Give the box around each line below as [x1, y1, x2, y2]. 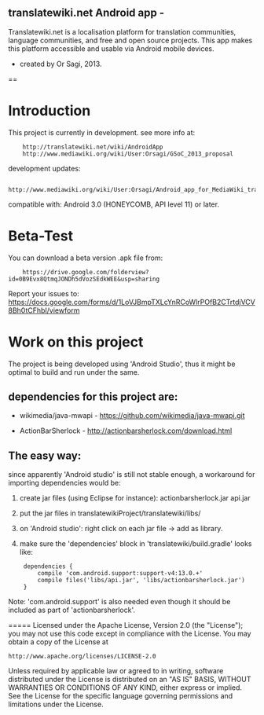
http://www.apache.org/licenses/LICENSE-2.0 [8, 652, 156, 661]
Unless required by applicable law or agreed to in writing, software [8, 666, 224, 676]
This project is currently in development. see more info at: [8, 127, 196, 137]
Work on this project [8, 333, 144, 350]
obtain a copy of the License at [8, 637, 108, 647]
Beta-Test [8, 227, 73, 244]
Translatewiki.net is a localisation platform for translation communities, [8, 27, 236, 36]
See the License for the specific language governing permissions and [8, 691, 233, 701]
